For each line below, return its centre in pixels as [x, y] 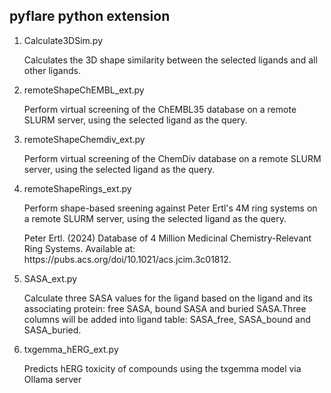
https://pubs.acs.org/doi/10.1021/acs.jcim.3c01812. [127, 259]
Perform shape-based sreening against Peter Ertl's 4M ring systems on [170, 208]
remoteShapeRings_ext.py [77, 188]
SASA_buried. [52, 330]
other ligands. [52, 70]
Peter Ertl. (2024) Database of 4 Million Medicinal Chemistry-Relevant [167, 238]
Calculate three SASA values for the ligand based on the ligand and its [168, 298]
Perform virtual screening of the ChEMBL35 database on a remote [160, 109]
